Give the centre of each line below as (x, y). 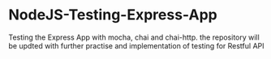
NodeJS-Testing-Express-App (113, 15)
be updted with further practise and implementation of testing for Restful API (136, 45)
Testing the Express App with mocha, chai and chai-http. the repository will (134, 37)
